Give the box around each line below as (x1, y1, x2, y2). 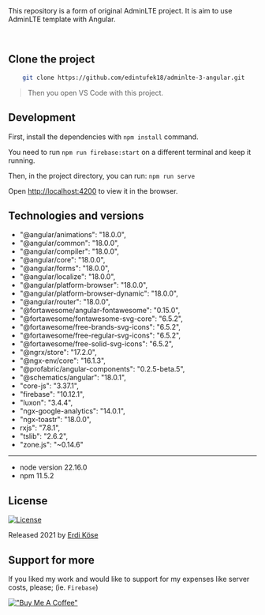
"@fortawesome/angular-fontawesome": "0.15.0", (19, 306, 181, 315)
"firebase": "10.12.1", (19, 390, 85, 399)
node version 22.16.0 (19, 462, 88, 472)
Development (8, 111, 77, 124)
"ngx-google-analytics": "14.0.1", (19, 406, 126, 416)
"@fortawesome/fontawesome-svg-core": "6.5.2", (19, 314, 183, 323)
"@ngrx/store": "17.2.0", (19, 348, 97, 357)
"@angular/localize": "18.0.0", (19, 272, 116, 281)
